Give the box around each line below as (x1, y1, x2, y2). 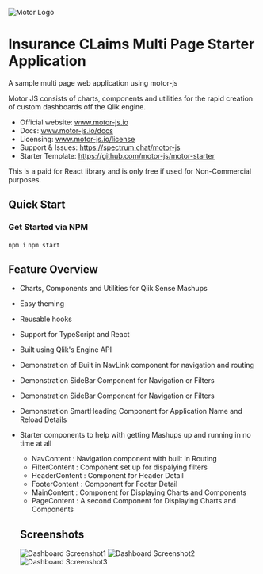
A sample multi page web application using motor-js (8, 78, 178, 87)
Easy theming (19, 299, 65, 308)
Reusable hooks (19, 314, 73, 324)
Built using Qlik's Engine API (19, 345, 112, 354)
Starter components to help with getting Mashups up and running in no (19, 430, 251, 440)
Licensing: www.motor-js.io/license (19, 134, 135, 143)
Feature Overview (8, 262, 99, 277)
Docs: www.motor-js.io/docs (19, 125, 113, 135)
